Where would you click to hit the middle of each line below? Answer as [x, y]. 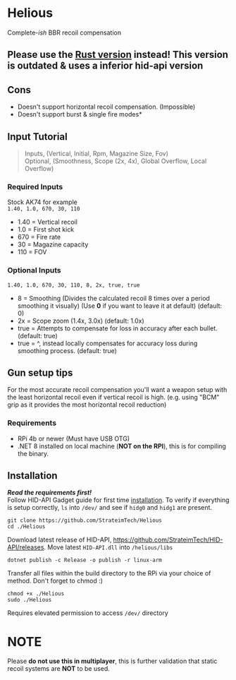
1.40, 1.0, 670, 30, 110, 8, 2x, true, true [74, 285]
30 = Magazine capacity [53, 244]
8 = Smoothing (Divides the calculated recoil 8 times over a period [113, 298]
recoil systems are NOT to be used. [59, 669]
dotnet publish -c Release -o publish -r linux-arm [85, 560]
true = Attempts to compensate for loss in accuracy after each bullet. [118, 328]
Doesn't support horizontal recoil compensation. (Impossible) [106, 107]
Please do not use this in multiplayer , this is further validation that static [112, 661]
